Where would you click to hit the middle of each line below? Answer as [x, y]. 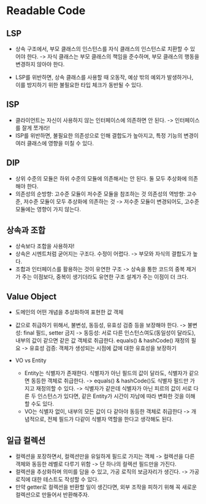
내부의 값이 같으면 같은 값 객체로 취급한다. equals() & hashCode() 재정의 [102, 341]
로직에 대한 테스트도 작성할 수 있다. [57, 479]
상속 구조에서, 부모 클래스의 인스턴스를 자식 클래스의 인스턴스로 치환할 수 [102, 49]
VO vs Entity [31, 360]
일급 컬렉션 [26, 440]
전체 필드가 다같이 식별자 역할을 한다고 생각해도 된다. [110, 419]
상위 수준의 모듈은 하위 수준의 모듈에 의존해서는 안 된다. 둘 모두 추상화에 [101, 178]
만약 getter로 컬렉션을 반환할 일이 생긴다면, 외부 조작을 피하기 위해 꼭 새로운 [106, 487]
